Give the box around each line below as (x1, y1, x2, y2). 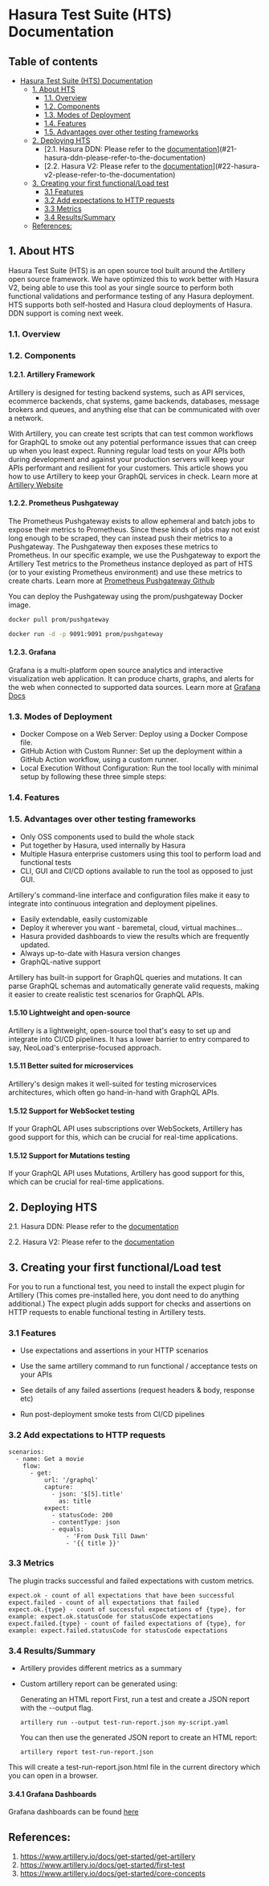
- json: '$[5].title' (51, 1490, 124, 1498)
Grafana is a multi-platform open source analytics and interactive (8, 665, 223, 676)
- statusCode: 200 (51, 1511, 113, 1519)
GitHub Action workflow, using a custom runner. (19, 755, 179, 765)
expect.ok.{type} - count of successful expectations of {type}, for (8, 1605, 247, 1614)
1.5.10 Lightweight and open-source (8, 1008, 131, 1018)
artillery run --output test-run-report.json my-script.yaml (19, 1719, 230, 1727)
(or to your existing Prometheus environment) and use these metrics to (8, 568, 243, 578)
